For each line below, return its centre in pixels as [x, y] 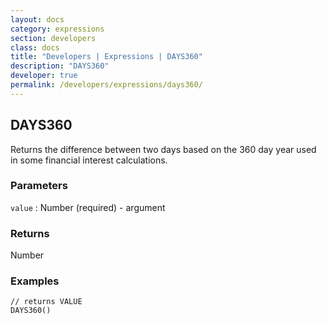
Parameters [39, 186]
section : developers [53, 38]
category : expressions [57, 29]
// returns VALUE [46, 302]
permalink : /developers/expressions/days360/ [106, 85]
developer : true [44, 76]
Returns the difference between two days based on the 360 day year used [163, 149]
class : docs [35, 47]
